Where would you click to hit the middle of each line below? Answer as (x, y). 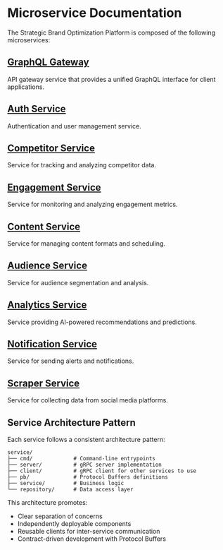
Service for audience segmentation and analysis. (78, 282)
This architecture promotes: (47, 503)
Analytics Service (47, 305)
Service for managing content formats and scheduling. (86, 244)
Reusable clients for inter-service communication (89, 532)
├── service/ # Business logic (66, 484)
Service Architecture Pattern (71, 423)
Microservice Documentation (95, 13)
